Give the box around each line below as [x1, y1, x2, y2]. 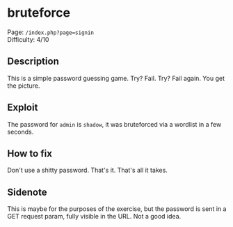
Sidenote [7, 186, 47, 198]
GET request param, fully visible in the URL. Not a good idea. [7, 212, 182, 221]
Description [7, 56, 59, 68]
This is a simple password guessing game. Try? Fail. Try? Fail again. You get [7, 74, 225, 82]
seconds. [7, 127, 34, 136]
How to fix [7, 148, 52, 159]
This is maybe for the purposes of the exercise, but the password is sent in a [7, 205, 227, 213]
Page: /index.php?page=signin [7, 28, 95, 36]
